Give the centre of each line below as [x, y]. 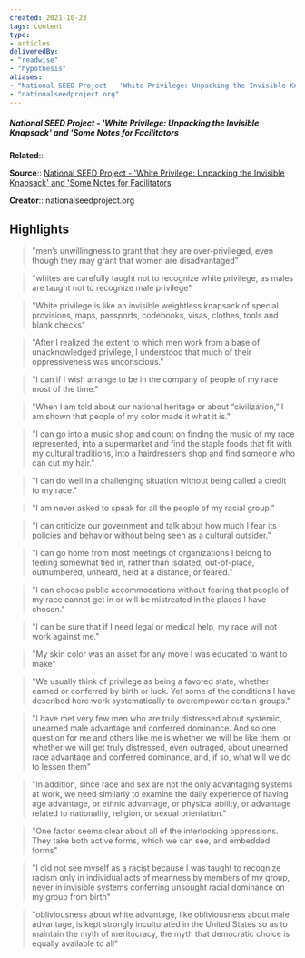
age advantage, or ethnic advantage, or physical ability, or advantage [162, 804]
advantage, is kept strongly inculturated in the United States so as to [159, 924]
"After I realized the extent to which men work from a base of [146, 343]
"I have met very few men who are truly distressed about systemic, [157, 719]
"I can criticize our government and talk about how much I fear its [154, 526]
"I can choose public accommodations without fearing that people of [160, 590]
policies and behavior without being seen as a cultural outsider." [151, 535]
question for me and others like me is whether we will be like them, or [162, 738]
